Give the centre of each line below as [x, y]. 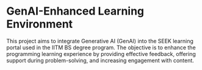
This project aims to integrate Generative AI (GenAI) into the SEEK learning [100, 41]
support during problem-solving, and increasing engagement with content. [100, 60]
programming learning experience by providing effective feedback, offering [101, 54]
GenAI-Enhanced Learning [75, 11]
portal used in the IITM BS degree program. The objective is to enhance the [101, 47]
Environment [40, 24]
